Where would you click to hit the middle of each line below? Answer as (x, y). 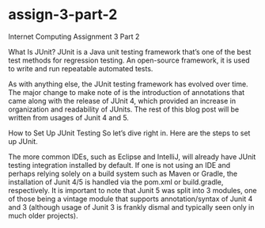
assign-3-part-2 (63, 15)
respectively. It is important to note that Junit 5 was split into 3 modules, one (132, 190)
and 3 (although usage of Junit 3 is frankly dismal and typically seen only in (131, 207)
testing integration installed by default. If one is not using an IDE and (119, 165)
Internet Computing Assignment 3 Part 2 (74, 36)
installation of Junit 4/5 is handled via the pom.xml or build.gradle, (116, 182)
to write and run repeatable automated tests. (81, 68)
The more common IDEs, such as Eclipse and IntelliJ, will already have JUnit (132, 157)
